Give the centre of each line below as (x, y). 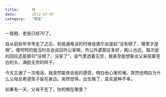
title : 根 (20, 10)
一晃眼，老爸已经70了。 (29, 33)
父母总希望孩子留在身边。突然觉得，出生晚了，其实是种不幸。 (72, 79)
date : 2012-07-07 (30, 14)
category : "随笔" (24, 19)
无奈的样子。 (44, 63)
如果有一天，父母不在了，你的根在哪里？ (46, 90)
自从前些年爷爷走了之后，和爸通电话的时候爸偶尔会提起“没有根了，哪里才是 (82, 44)
